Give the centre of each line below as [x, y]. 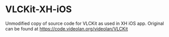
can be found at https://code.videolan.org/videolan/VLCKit [67, 28]
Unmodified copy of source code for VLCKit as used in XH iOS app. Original [85, 23]
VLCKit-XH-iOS [39, 9]
